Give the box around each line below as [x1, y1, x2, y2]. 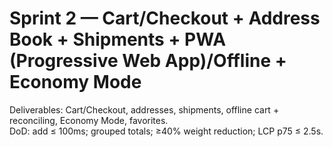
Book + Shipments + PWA [9, 28, 227, 51]
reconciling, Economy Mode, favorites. [9, 114, 169, 126]
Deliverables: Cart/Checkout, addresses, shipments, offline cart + [9, 103, 280, 116]
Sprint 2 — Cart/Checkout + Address [9, 7, 321, 30]
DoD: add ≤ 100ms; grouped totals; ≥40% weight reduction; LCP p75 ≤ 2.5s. [9, 125, 324, 137]
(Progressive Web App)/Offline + [9, 50, 287, 72]
